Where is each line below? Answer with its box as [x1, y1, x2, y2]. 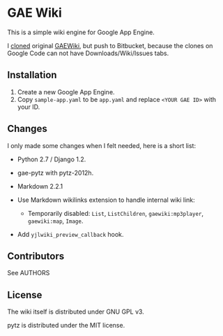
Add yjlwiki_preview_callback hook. [17, 230, 124, 238]
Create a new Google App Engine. [17, 87, 115, 96]
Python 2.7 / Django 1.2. [17, 155, 86, 163]
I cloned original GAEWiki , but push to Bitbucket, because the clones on [7, 41, 213, 50]
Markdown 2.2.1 [17, 182, 63, 190]
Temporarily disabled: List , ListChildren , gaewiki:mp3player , [27, 209, 204, 217]
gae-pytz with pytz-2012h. [17, 168, 94, 177]
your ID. [17, 103, 40, 111]
